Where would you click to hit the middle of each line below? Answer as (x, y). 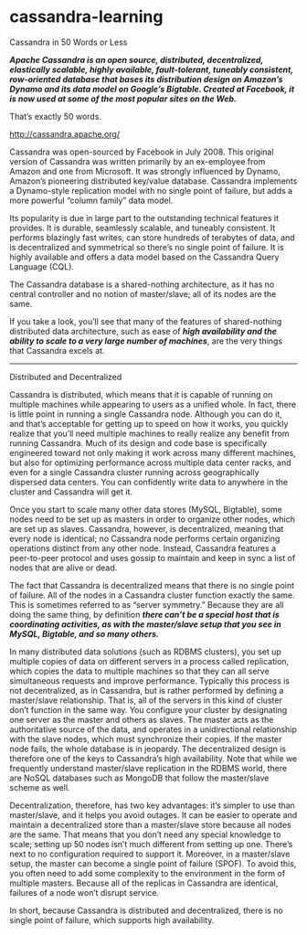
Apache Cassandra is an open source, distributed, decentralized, (137, 59)
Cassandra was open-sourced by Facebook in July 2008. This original (142, 152)
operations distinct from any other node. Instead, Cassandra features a (143, 548)
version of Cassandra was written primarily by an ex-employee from (138, 161)
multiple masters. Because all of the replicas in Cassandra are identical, (144, 883)
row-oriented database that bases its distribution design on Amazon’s (146, 79)
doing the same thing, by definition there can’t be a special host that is (145, 614)
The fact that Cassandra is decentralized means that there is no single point (152, 585)
